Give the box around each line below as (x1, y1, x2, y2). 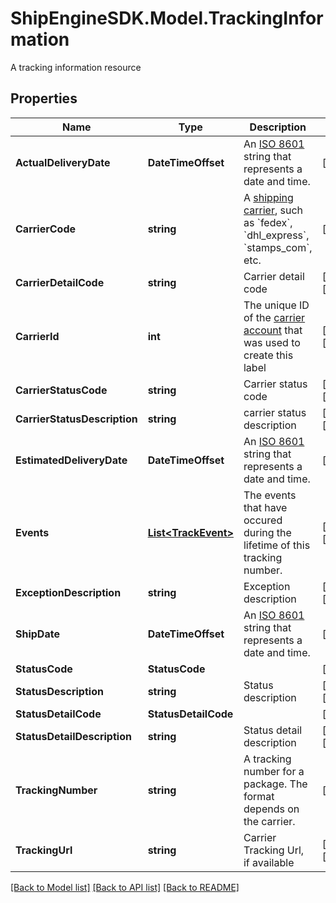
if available (243, 855, 295, 869)
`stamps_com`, (243, 240, 313, 254)
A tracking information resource (10, 61, 142, 73)
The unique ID (243, 298, 310, 312)
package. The (243, 777, 308, 791)
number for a (243, 764, 305, 778)
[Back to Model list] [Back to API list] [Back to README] (10, 881, 240, 893)
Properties (10, 90, 78, 107)
